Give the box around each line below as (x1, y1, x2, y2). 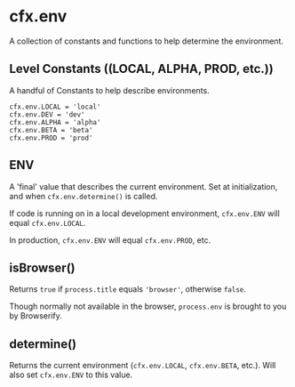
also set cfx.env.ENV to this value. (9, 369, 133, 380)
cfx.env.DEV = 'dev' (9, 109, 86, 119)
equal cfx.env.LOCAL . (9, 217, 86, 228)
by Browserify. (9, 310, 62, 321)
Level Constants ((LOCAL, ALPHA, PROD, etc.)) (9, 61, 274, 77)
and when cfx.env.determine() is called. (9, 190, 158, 201)
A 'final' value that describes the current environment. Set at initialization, (9, 181, 278, 192)
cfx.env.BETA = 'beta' (9, 125, 93, 134)
